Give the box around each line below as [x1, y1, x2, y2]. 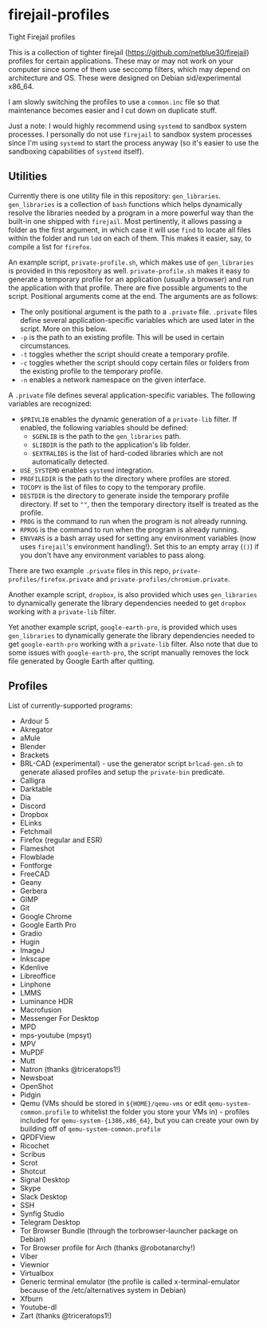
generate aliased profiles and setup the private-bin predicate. [19, 767, 226, 776]
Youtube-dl [19, 1302, 57, 1312]
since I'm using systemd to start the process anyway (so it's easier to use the [8, 138, 259, 147]
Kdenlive [19, 962, 49, 972]
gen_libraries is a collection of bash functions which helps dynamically [8, 199, 243, 209]
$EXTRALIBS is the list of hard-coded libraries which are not [31, 448, 224, 457]
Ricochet [19, 1141, 49, 1151]
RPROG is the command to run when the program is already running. [19, 524, 239, 534]
